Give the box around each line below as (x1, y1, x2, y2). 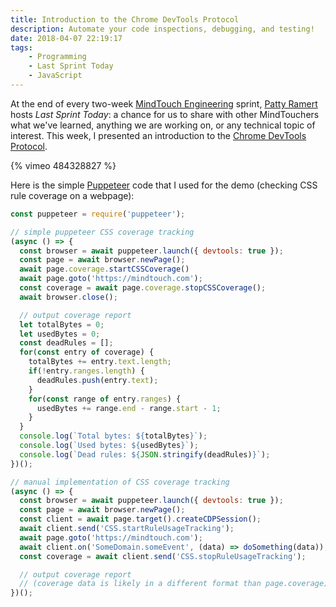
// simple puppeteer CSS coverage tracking (10, 227, 195, 237)
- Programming (28, 52, 87, 62)
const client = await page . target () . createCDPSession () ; (19, 514, 262, 525)
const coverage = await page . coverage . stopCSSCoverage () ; (19, 283, 267, 293)
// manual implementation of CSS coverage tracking (10, 477, 230, 487)
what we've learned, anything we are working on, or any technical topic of (10, 119, 316, 131)
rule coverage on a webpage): (10, 189, 135, 201)
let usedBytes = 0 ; (19, 329, 101, 339)
